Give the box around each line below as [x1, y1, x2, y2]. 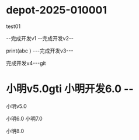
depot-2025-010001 [6, 3, 107, 17]
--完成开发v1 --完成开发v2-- [6, 34, 74, 41]
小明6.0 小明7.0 [6, 115, 43, 122]
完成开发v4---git [6, 60, 46, 66]
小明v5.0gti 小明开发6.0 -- [6, 82, 134, 96]
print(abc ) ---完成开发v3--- [6, 47, 74, 54]
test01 [6, 23, 21, 30]
